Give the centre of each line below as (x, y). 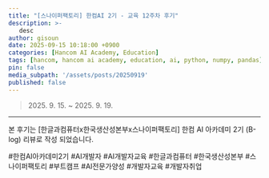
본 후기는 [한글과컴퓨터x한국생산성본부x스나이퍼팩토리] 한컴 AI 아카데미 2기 (126, 129)
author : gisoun (34, 38)
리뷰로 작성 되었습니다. (58, 139)
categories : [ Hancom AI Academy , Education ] (84, 53)
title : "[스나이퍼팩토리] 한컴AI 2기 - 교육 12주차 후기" (93, 16)
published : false (37, 82)
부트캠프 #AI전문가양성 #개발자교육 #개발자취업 (128, 166)
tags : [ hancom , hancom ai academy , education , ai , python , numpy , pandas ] (136, 61)
